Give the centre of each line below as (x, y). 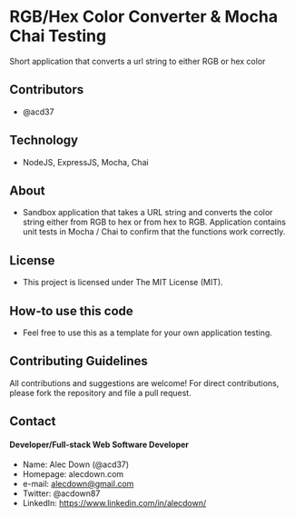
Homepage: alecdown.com (73, 474)
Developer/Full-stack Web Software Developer (99, 444)
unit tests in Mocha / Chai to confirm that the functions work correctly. (154, 232)
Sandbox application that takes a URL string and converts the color (147, 213)
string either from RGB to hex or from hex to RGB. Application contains (154, 222)
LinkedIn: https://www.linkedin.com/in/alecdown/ (114, 503)
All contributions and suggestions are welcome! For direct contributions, (144, 383)
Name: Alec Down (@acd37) (76, 464)
